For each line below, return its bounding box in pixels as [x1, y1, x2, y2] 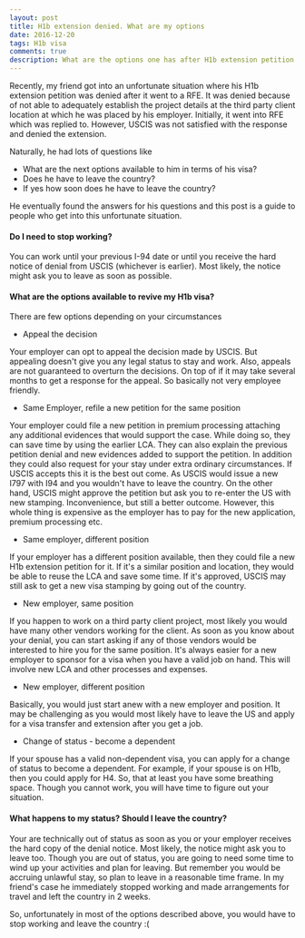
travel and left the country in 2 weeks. [9, 891, 152, 902]
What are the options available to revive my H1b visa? [9, 291, 215, 302]
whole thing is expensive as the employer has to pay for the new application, [9, 507, 296, 518]
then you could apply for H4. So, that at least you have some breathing [9, 773, 274, 784]
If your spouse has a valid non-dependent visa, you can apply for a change [9, 754, 290, 765]
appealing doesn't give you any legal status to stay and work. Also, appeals [9, 356, 291, 367]
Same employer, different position [22, 534, 150, 545]
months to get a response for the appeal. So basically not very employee [9, 376, 281, 386]
